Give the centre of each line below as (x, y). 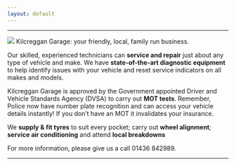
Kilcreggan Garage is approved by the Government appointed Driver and (112, 91)
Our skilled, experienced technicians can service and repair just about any (116, 55)
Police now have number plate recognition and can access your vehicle (111, 106)
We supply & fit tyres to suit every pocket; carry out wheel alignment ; (110, 127)
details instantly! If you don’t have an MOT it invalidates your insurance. (111, 113)
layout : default (31, 14)
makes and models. (35, 77)
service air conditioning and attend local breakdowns (86, 134)
